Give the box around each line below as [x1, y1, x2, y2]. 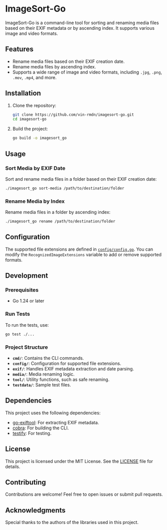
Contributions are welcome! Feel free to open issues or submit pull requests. [5, 491, 163, 497]
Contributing [5, 478, 46, 486]
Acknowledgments [5, 506, 66, 514]
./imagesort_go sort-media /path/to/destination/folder [5, 186, 124, 191]
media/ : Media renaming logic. [12, 371, 75, 377]
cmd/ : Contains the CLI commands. [12, 355, 84, 361]
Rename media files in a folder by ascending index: [5, 209, 111, 215]
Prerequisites [5, 286, 39, 293]
